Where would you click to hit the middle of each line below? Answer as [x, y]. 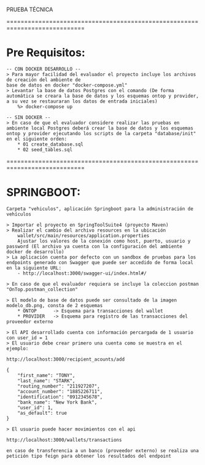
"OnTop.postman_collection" [42, 289]
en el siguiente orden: [37, 139]
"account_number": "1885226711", [60, 391]
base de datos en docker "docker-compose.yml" [67, 85]
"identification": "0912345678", [60, 397]
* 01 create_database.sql [51, 144]
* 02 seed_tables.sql [45, 150]
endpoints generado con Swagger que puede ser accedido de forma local [100, 262]
